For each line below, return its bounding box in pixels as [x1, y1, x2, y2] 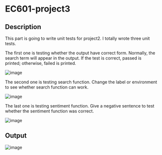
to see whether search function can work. [5, 84, 89, 90]
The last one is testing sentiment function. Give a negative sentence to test [5, 103, 155, 108]
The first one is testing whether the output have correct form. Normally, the [5, 50, 155, 56]
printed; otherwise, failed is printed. [5, 61, 77, 66]
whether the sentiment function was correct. [5, 108, 94, 114]
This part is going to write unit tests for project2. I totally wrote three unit [5, 35, 150, 41]
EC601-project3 [5, 3, 70, 15]
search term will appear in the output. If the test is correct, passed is [5, 55, 142, 61]
